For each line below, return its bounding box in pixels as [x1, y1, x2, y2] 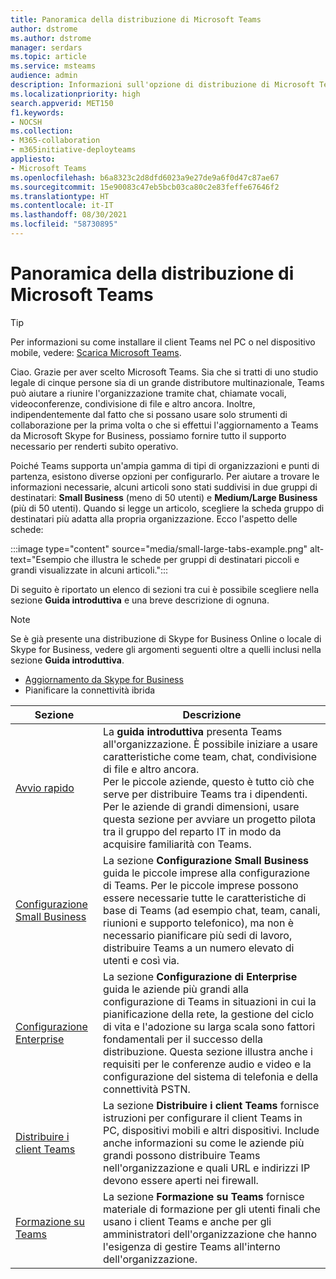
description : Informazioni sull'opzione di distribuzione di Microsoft [10, 80, 315, 90]
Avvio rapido [15, 781, 75, 795]
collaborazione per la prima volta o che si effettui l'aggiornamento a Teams [10, 419, 319, 431]
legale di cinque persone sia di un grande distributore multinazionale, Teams [10, 376, 325, 388]
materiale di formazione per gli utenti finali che [103, 1202, 321, 1216]
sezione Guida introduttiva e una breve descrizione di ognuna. [10, 594, 270, 606]
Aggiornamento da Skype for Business [24, 673, 184, 685]
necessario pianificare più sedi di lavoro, [103, 928, 293, 942]
